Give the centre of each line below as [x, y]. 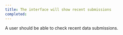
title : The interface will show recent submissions [58, 9]
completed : [16, 14]
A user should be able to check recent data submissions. [62, 28]
